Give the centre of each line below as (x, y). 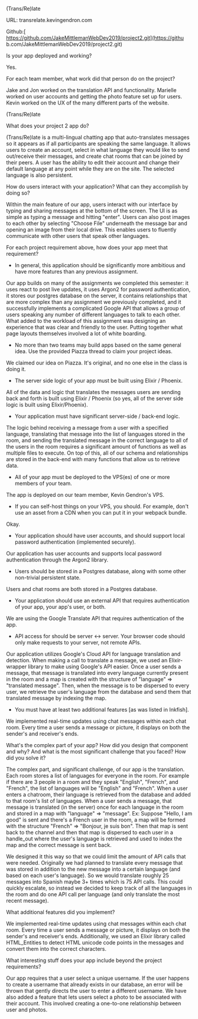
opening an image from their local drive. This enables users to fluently (91, 230)
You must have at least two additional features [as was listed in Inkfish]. (102, 710)
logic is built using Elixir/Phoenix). (47, 405)
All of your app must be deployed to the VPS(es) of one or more (92, 477)
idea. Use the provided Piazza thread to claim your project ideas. (93, 351)
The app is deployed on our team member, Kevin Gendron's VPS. (85, 495)
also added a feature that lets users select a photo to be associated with (94, 997)
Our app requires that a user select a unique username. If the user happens (98, 978)
